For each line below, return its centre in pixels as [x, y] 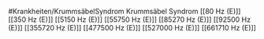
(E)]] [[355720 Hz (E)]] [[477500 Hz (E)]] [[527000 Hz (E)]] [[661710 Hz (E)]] [132, 28]
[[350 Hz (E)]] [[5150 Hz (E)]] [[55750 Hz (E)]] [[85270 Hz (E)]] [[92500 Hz [129, 19]
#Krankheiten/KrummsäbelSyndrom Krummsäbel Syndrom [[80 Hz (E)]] [125, 11]
